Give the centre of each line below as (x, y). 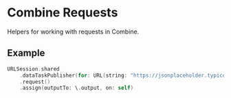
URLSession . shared (33, 69)
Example (26, 53)
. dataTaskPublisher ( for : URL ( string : (74, 75)
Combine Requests (63, 13)
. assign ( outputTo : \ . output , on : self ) (77, 88)
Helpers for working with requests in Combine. (73, 32)
